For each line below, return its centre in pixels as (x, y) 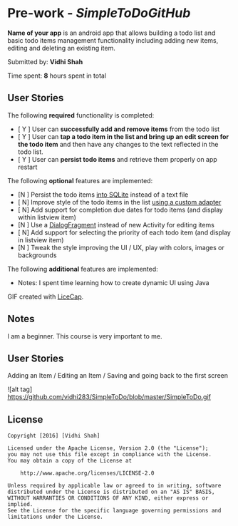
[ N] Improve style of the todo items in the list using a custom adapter (119, 202)
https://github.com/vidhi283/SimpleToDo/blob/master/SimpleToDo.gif (109, 397)
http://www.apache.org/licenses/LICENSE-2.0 (87, 473)
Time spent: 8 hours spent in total (57, 76)
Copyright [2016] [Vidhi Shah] (54, 436)
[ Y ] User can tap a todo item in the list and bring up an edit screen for (123, 136)
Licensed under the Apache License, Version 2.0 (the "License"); (108, 448)
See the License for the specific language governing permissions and (114, 511)
